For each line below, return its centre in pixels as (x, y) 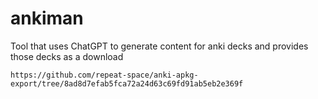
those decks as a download (67, 56)
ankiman (47, 18)
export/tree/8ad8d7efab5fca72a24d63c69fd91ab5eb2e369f (127, 83)
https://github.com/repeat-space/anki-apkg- (104, 75)
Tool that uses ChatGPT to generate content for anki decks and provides (159, 46)
